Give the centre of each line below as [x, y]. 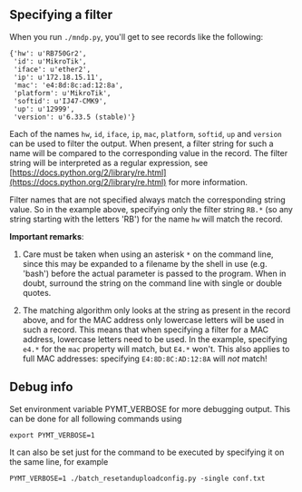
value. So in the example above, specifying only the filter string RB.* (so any [151, 209]
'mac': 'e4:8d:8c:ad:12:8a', [68, 85]
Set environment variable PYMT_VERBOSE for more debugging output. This [150, 408]
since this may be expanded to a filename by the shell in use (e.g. [145, 263]
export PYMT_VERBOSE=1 [52, 435]
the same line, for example [59, 461]
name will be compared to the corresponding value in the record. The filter [149, 153]
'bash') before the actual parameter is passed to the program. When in [154, 273]
